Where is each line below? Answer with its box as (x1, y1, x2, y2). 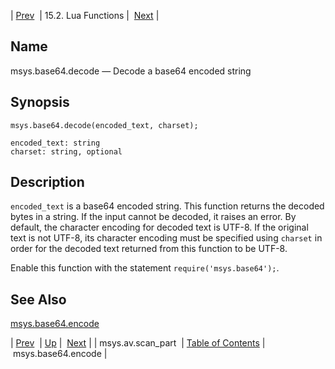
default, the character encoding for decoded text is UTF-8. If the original (10, 221, 309, 234)
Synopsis (10, 94, 70, 111)
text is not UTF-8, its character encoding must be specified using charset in (10, 232, 323, 244)
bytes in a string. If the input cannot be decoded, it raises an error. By (10, 211, 297, 223)
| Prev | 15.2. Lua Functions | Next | (10, 10, 160, 21)
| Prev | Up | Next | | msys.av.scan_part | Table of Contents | (10, 337, 266, 349)
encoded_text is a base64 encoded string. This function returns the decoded (10, 200, 325, 212)
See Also (10, 291, 67, 308)
